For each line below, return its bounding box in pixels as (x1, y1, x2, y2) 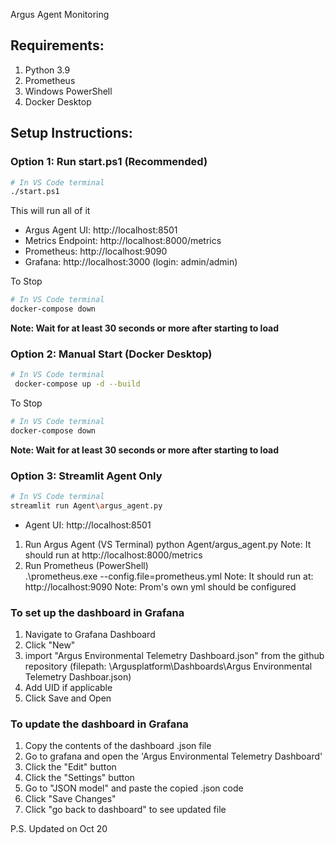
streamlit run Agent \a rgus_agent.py (10, 500, 163, 511)
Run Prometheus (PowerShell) (24, 559, 149, 571)
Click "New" (24, 639, 76, 651)
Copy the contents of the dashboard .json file (24, 740, 212, 752)
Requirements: (10, 37, 105, 54)
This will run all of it (10, 205, 91, 217)
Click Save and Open (24, 692, 112, 704)
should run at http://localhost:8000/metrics (24, 549, 203, 561)
